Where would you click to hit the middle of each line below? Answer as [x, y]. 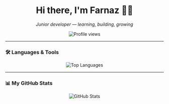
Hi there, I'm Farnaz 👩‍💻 [84, 10]
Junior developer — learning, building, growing [84, 24]
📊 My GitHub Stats [29, 83]
